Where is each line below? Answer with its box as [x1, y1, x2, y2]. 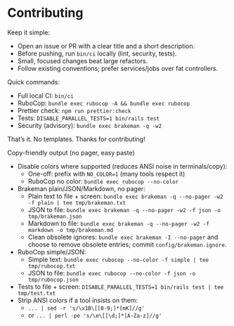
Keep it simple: [7, 28, 51, 37]
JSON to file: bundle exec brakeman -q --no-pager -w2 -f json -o [27, 205, 221, 214]
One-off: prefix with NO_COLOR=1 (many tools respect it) [27, 169, 186, 178]
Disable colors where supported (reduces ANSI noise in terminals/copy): [17, 162, 228, 170]
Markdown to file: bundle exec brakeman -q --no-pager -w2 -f [27, 219, 209, 228]
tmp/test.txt [17, 289, 56, 296]
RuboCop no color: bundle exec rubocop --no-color [27, 177, 179, 185]
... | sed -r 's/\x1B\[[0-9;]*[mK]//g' [27, 304, 145, 312]
